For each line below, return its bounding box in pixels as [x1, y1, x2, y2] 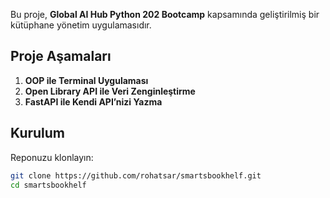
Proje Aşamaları [10, 48, 112, 65]
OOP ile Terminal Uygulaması [24, 74, 149, 86]
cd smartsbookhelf [10, 180, 87, 190]
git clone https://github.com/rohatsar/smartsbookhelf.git [10, 170, 262, 181]
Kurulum [10, 125, 66, 142]
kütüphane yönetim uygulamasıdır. [10, 19, 152, 31]
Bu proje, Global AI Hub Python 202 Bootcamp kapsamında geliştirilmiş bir [10, 9, 320, 20]
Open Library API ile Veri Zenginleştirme [24, 85, 196, 97]
